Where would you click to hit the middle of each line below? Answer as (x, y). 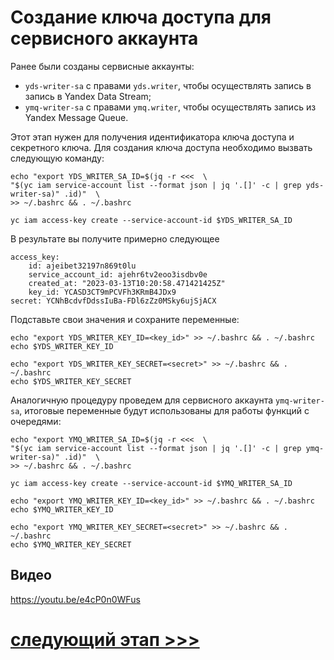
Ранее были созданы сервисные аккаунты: (102, 66)
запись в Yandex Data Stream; (88, 96)
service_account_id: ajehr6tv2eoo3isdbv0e (118, 274)
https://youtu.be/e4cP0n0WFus (75, 599)
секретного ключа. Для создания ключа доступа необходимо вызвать (161, 147)
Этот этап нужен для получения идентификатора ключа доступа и (152, 137)
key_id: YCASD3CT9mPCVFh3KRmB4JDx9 (102, 292)
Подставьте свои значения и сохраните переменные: (125, 319)
